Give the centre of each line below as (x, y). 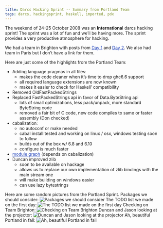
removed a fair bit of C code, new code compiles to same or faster (86, 113)
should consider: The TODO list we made (79, 199)
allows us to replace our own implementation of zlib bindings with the (89, 169)
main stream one (36, 175)
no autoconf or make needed (48, 128)
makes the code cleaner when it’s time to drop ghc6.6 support (82, 77)
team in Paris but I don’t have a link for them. (50, 53)
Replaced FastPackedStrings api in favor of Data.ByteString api (75, 97)
